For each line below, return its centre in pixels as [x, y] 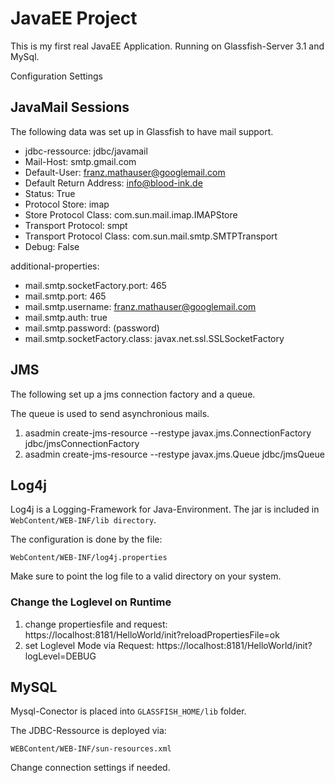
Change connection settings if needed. [90, 768]
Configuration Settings [56, 76]
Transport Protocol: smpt [76, 225]
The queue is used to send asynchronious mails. [110, 413]
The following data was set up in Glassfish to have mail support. [142, 131]
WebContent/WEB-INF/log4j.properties [89, 558]
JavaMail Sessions [70, 107]
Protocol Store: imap [67, 204]
